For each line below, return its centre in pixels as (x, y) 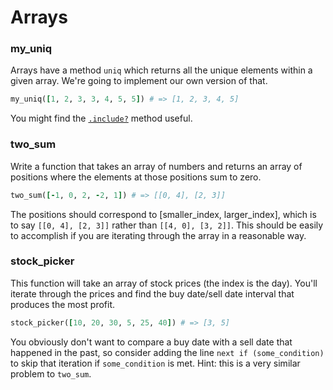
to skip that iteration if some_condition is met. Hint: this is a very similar (155, 363)
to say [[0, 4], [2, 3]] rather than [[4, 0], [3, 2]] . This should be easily (167, 225)
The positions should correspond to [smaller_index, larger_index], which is (163, 214)
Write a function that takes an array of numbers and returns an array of (156, 166)
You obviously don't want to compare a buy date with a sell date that (151, 342)
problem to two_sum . (51, 373)
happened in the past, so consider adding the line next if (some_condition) (167, 352)
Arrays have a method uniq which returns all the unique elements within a (161, 70)
